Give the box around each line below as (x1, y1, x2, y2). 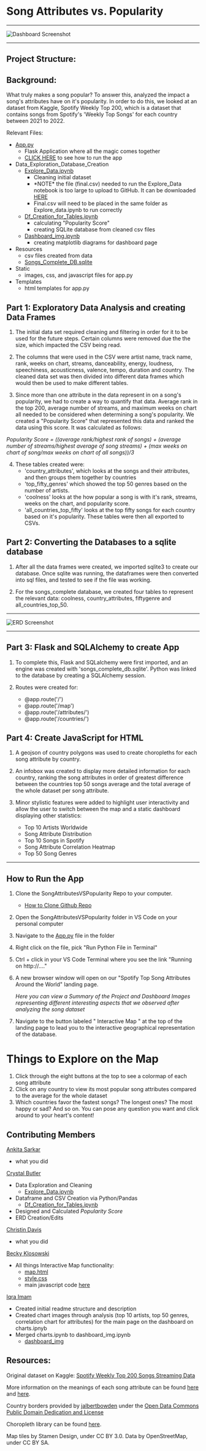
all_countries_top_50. (15, 601, 69, 609)
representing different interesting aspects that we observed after (15, 999, 180, 1006)
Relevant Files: (6, 129, 44, 136)
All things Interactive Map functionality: (15, 1261, 115, 1269)
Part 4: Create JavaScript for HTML (6, 733, 144, 743)
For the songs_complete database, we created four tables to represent (15, 588, 194, 595)
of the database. (15, 1030, 57, 1038)
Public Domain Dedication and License (6, 1408, 104, 1416)
